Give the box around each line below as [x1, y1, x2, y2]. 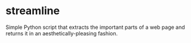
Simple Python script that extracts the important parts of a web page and [5, 24, 186, 31]
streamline [5, 4, 60, 18]
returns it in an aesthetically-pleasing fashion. [5, 29, 118, 37]
